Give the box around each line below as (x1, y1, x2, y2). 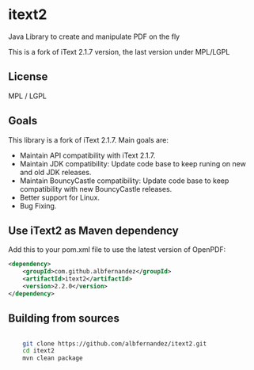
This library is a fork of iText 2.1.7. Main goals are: (8, 135, 169, 144)
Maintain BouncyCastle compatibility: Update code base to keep (19, 176, 229, 185)
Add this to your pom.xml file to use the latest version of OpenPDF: (8, 245, 226, 254)
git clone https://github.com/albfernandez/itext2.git (22, 339, 207, 348)
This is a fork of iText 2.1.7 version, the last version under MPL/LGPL (8, 47, 230, 56)
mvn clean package (22, 354, 83, 362)
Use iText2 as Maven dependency (8, 223, 180, 237)
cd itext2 (22, 347, 55, 355)
